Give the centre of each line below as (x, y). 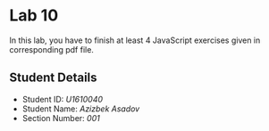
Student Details (53, 78)
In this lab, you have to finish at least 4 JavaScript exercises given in (135, 40)
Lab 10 (34, 16)
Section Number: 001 (61, 118)
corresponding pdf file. (51, 49)
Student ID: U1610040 (63, 99)
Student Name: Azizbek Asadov (81, 109)
